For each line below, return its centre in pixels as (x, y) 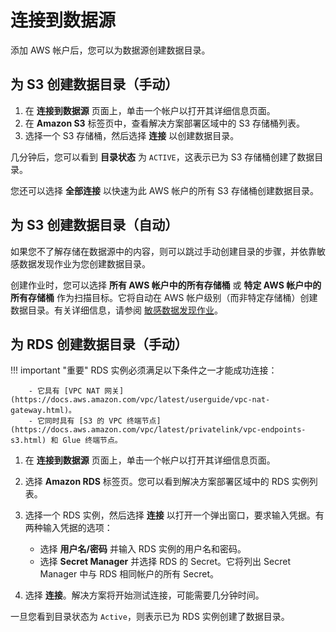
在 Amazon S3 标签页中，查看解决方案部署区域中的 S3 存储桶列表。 (165, 123)
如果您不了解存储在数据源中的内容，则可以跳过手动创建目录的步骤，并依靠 (163, 251)
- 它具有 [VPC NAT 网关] (76, 391)
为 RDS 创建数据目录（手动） (99, 344)
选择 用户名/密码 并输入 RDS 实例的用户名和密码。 (143, 549)
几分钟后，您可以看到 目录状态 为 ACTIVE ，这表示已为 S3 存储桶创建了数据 (162, 157)
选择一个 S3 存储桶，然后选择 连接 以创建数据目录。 (132, 135)
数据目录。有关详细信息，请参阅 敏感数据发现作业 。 (116, 310)
